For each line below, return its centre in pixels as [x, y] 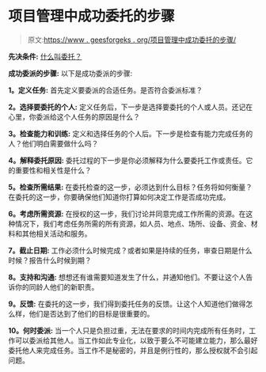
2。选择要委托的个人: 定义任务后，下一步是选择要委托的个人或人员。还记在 [131, 107]
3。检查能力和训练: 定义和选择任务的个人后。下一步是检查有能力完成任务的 [131, 133]
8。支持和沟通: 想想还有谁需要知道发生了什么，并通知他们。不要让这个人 [127, 277]
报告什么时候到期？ [60, 260]
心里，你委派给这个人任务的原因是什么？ [74, 116]
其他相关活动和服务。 [57, 233]
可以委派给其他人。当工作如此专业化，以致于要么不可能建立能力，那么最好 [136, 340]
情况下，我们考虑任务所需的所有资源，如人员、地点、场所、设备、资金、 [133, 223]
